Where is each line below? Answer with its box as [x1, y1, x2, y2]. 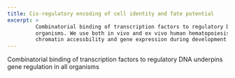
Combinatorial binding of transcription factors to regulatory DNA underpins [7, 55, 223, 63]
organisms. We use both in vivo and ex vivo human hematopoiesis [35, 29, 230, 37]
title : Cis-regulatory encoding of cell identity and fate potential [7, 10, 215, 17]
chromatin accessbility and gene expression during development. [35, 36, 230, 43]
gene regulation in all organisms [7, 63, 99, 71]
